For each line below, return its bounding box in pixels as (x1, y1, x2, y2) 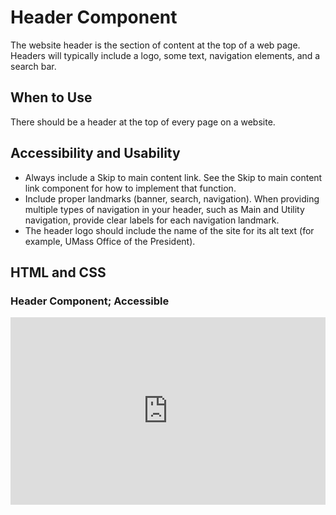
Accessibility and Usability (10, 145, 181, 162)
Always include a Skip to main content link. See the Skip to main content (24, 171, 323, 183)
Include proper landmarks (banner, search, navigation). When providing (24, 192, 320, 205)
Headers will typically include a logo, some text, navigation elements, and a (10, 49, 321, 61)
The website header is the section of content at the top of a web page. (10, 39, 301, 51)
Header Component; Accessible (10, 294, 170, 308)
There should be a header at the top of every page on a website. (10, 116, 276, 128)
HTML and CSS (10, 264, 107, 281)
